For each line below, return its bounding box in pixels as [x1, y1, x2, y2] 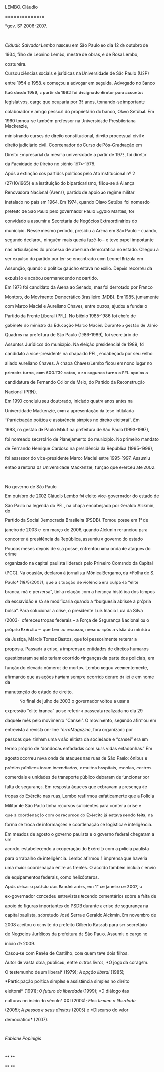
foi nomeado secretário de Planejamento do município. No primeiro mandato [5, 436, 159, 442]
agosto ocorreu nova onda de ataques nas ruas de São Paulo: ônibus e [5, 755, 148, 761]
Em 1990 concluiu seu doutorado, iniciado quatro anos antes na [5, 398, 133, 404]
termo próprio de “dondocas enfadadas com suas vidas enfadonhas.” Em [5, 746, 153, 751]
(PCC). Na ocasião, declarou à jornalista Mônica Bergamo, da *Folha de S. [5, 570, 155, 576]
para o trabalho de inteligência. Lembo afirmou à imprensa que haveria [5, 855, 148, 861]
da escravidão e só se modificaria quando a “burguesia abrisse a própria [5, 598, 151, 604]
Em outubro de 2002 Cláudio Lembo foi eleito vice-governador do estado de [5, 493, 159, 499]
